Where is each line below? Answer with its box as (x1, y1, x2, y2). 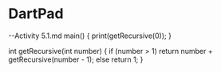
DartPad (8, 5, 64, 23)
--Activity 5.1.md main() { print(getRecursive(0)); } (8, 31, 172, 40)
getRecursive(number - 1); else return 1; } (8, 55, 144, 64)
